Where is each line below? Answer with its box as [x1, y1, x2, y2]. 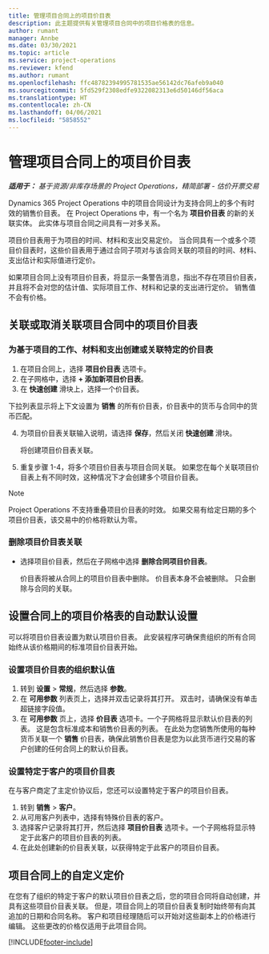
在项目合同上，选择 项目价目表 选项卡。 [19, 364, 151, 374]
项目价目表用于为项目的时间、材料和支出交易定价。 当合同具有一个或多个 [8, 235, 249, 245]
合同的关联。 [34, 583, 77, 593]
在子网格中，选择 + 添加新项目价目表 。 [19, 374, 148, 383]
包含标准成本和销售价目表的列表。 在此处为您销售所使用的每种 [50, 723, 256, 734]
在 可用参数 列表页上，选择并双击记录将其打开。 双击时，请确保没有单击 [19, 693, 258, 703]
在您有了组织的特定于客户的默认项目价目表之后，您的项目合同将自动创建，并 [8, 891, 261, 901]
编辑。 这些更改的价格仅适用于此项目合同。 [8, 921, 151, 931]
